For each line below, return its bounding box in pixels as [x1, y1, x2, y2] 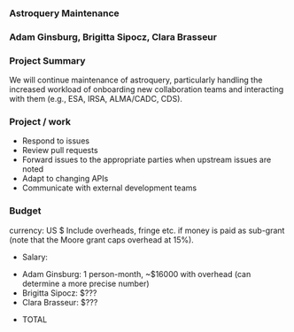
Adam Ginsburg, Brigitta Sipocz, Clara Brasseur [9, 30, 217, 42]
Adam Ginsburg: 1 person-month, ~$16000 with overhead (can [21, 268, 251, 279]
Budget [9, 205, 42, 217]
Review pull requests [21, 145, 99, 156]
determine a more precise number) [21, 278, 150, 289]
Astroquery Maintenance [9, 7, 120, 19]
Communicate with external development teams [21, 182, 197, 193]
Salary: [21, 251, 49, 262]
